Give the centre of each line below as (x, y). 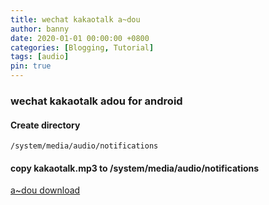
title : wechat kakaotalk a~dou (75, 19)
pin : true (31, 66)
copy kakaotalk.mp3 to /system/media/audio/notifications (135, 168)
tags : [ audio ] (40, 57)
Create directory (45, 125)
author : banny (40, 29)
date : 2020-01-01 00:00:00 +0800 (80, 38)
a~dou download (45, 190)
